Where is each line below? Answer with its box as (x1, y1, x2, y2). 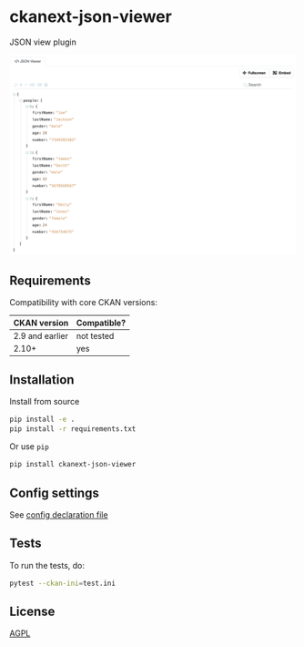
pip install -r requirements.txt (9, 425, 137, 434)
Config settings (9, 485, 100, 500)
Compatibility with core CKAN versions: (9, 297, 157, 308)
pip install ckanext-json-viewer (9, 460, 137, 469)
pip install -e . (9, 415, 76, 425)
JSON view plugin (9, 36, 77, 47)
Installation (9, 372, 75, 388)
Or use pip (9, 441, 50, 452)
